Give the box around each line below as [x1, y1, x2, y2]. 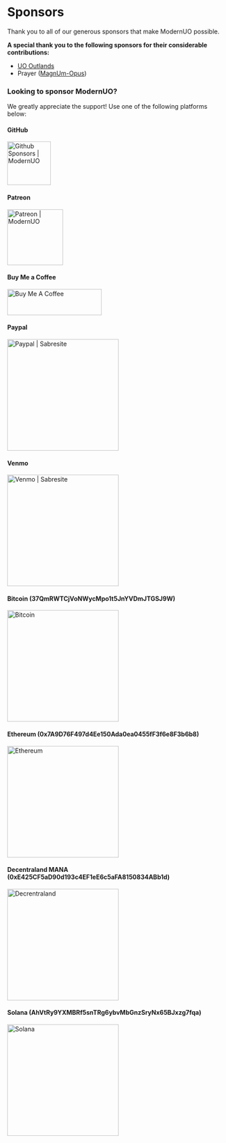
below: [7, 109, 26, 118]
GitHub [7, 125, 29, 134]
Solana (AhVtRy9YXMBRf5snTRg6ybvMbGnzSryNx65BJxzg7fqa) [7, 1008, 202, 1017]
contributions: [7, 48, 50, 56]
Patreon [7, 193, 31, 202]
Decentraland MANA [7, 866, 68, 874]
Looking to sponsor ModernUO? [7, 86, 118, 96]
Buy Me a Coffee [7, 273, 56, 282]
